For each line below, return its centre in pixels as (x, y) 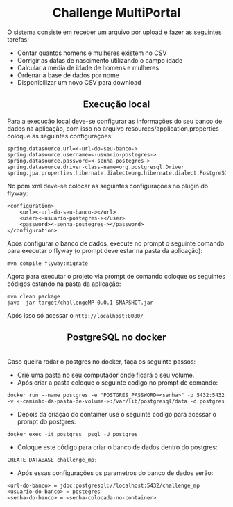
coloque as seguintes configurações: (60, 136)
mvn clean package (34, 296)
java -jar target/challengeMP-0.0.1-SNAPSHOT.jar (80, 303)
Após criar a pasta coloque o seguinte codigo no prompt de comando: (118, 382)
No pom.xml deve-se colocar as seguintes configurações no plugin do (108, 186)
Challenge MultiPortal (116, 13)
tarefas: (18, 39)
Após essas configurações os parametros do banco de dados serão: (115, 473)
